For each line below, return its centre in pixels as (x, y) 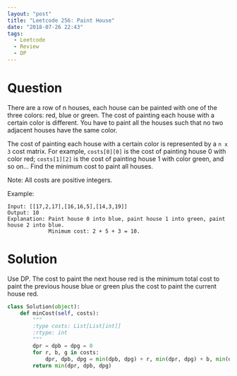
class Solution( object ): (44, 307)
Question (35, 88)
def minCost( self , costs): (60, 313)
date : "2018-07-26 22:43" (45, 27)
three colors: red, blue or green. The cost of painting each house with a (111, 115)
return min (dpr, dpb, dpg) (72, 365)
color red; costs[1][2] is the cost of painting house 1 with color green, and (116, 159)
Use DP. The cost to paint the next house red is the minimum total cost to (114, 279)
